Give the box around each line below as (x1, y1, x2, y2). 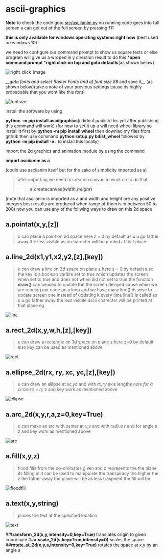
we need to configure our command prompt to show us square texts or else (5, 49, 158, 55)
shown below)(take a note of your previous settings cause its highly (5, 84, 142, 89)
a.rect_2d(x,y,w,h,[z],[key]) (5, 326, 92, 335)
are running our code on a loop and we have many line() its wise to (17, 286, 152, 293)
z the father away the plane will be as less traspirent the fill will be (17, 475, 151, 481)
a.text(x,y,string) (5, 500, 59, 508)
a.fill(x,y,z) (5, 452, 40, 460)
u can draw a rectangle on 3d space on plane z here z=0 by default (17, 339, 154, 345)
